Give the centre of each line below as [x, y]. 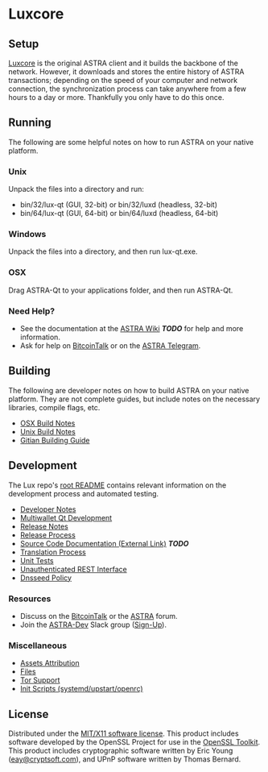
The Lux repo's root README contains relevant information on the [118, 485]
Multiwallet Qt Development [66, 517]
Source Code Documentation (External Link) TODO [104, 543]
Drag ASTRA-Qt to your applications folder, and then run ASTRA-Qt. [121, 290]
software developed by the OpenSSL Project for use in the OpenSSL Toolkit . [134, 742]
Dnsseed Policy [46, 578]
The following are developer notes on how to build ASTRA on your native [129, 390]
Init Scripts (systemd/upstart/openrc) [81, 689]
